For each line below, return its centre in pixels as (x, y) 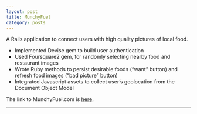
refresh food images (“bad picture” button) (66, 76)
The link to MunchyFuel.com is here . (50, 99)
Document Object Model (44, 88)
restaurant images (36, 63)
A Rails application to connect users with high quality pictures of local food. (97, 39)
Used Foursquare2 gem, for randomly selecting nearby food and (92, 57)
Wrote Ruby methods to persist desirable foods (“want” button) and (96, 69)
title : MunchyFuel (28, 17)
